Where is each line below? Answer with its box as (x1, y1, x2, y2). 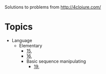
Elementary (19, 43, 43, 49)
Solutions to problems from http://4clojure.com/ (4, 4, 101, 10)
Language (11, 37, 32, 43)
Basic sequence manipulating (26, 58, 86, 64)
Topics (4, 22, 33, 32)
